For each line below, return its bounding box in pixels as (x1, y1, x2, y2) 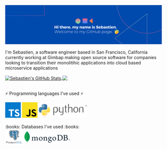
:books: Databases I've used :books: (5, 124, 80, 130)
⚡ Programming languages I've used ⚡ (5, 90, 83, 96)
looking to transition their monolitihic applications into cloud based (5, 60, 141, 66)
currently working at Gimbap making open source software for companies (5, 55, 157, 60)
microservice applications (5, 65, 58, 71)
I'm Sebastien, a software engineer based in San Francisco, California (5, 49, 148, 55)
